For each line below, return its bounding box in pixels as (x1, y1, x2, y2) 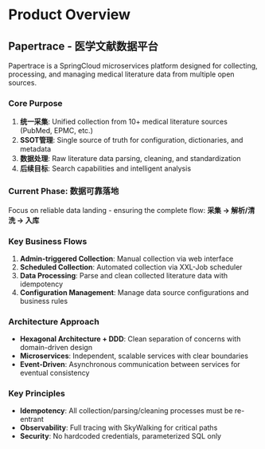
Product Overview (8, 6, 131, 24)
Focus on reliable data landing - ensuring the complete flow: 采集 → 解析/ (8, 205, 248, 215)
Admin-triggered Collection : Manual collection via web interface (19, 254, 234, 263)
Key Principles (8, 388, 65, 400)
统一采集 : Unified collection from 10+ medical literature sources (19, 117, 228, 127)
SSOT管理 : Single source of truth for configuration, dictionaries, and (19, 136, 244, 145)
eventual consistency (19, 368, 90, 378)
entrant (19, 415, 44, 424)
